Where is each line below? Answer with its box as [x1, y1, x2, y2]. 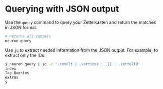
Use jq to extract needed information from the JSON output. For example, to [5, 47, 158, 53]
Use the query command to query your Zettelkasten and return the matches [5, 19, 156, 25]
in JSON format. [5, 24, 37, 30]
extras [5, 75, 18, 80]
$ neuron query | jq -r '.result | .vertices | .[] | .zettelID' [5, 61, 140, 66]
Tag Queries [5, 71, 29, 75]
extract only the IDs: [5, 52, 46, 58]
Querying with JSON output [5, 3, 119, 15]
